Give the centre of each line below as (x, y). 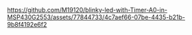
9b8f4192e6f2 (27, 24)
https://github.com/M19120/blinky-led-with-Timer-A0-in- (87, 10)
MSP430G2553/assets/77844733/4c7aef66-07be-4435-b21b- (96, 17)
